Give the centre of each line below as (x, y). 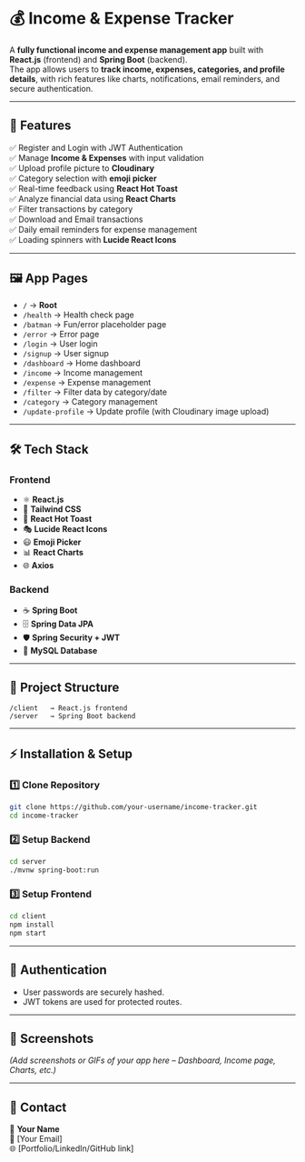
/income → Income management (83, 372)
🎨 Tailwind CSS (52, 509)
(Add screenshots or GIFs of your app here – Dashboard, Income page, (143, 1060)
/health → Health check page (78, 315)
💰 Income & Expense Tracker (122, 19)
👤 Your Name (35, 1129)
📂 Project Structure (64, 687)
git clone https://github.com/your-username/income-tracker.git (133, 807)
